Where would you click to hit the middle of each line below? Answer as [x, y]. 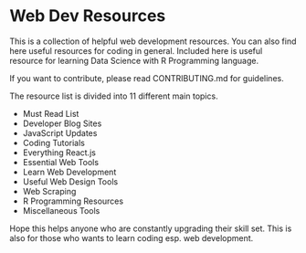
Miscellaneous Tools [61, 210]
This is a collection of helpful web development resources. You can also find [153, 41]
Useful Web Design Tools [70, 181]
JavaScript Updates [60, 132]
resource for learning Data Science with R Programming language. [134, 60]
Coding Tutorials [53, 142]
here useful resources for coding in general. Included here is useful [136, 50]
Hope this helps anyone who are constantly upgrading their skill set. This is [151, 228]
